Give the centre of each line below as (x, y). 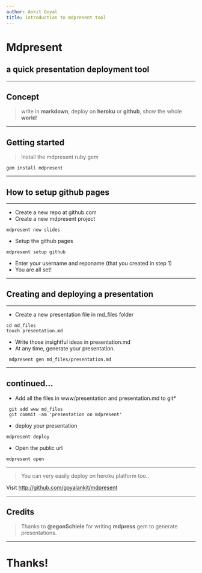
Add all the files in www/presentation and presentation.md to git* (95, 398)
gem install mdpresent (35, 168)
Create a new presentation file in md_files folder (74, 314)
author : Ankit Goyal (32, 12)
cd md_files (21, 325)
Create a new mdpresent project (55, 218)
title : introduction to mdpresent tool (56, 17)
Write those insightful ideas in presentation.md (73, 342)
